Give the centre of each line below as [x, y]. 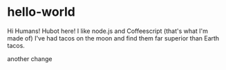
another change [30, 58]
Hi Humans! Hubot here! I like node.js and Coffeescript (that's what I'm [108, 31]
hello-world [41, 12]
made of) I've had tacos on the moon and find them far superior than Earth [113, 38]
